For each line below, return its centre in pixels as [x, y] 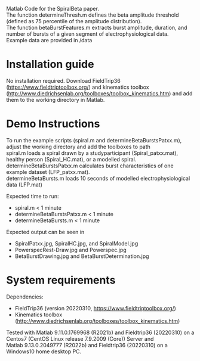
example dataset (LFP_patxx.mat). [48, 172]
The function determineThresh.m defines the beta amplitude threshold [93, 15]
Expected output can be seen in [45, 232]
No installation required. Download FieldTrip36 [63, 80]
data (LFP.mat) [24, 185]
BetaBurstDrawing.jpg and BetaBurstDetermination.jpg [82, 256]
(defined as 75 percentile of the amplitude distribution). [74, 21]
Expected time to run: [33, 196]
